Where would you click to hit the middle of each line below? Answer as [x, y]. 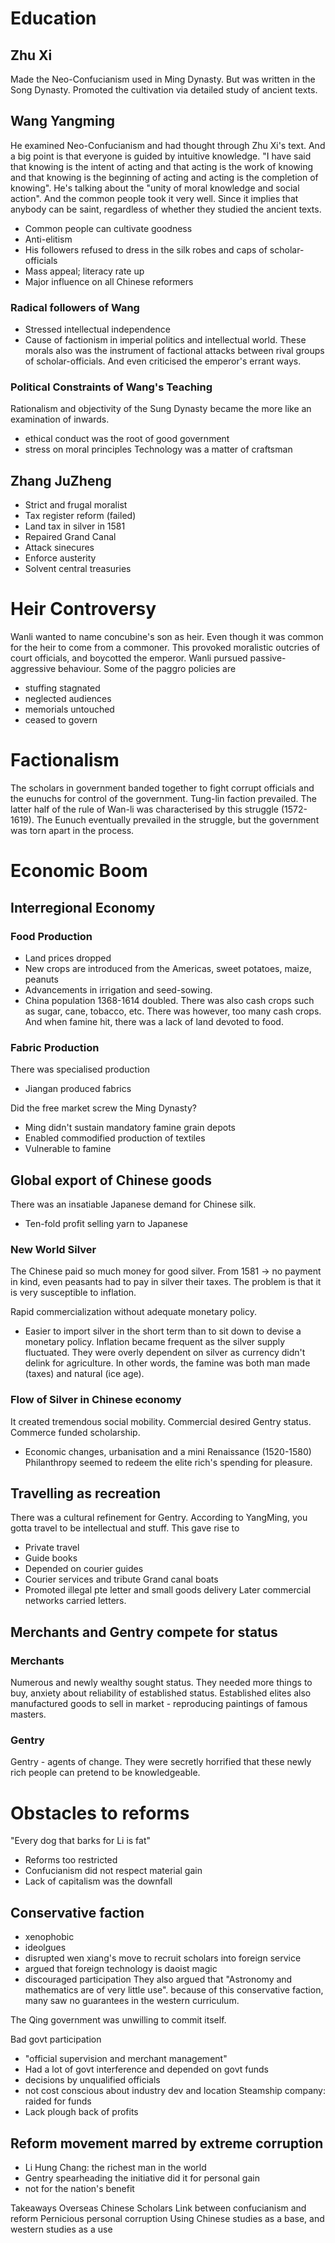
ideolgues [45, 1948]
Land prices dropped [68, 958]
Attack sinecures [59, 548]
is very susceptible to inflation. [73, 1293]
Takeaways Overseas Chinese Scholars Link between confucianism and [158, 2208]
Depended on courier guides [84, 1569]
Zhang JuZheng [61, 480]
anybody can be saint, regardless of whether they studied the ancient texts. [166, 209]
